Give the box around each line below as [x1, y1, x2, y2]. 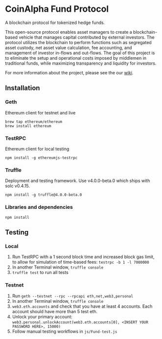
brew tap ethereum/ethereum [5, 119, 63, 124]
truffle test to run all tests [12, 270, 69, 275]
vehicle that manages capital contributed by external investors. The [19, 34, 155, 40]
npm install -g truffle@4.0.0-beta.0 [5, 192, 82, 198]
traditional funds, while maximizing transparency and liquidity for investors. [5, 60, 157, 66]
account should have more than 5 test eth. [12, 308, 98, 314]
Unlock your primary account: [12, 314, 72, 319]
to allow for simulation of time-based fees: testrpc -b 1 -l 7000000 [12, 259, 149, 265]
